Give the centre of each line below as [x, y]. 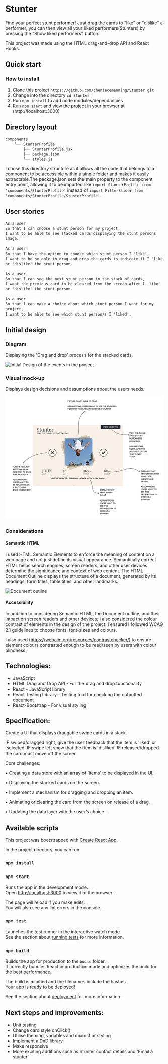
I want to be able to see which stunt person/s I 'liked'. [68, 315]
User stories [25, 211]
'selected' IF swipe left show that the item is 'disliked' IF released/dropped [82, 748]
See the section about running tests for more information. [65, 937]
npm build [17, 950]
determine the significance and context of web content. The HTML [74, 571]
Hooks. [13, 48]
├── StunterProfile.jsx [48, 149]
